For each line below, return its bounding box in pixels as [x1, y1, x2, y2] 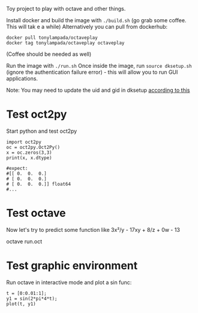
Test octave [6, 207, 66, 220]
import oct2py [6, 139, 42, 145]
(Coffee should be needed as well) [6, 50, 92, 58]
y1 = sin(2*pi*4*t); [6, 296, 58, 302]
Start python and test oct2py [6, 127, 77, 135]
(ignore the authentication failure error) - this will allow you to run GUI [6, 68, 178, 76]
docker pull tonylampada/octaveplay [6, 35, 98, 41]
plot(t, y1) [6, 300, 36, 307]
